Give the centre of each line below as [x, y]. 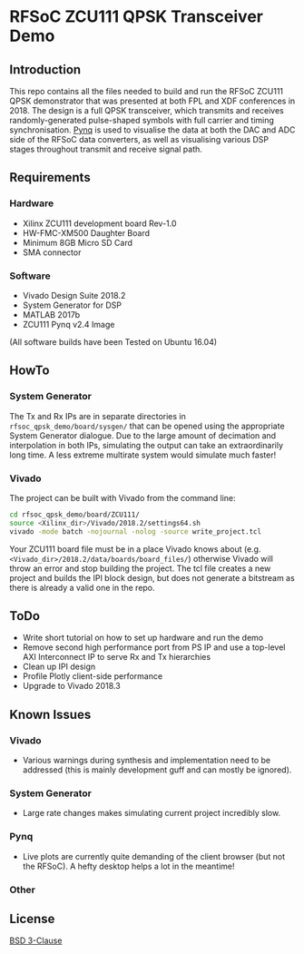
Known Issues [50, 714]
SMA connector [52, 252]
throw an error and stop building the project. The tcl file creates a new [140, 568]
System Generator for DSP [72, 305]
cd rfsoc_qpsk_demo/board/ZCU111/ [75, 515]
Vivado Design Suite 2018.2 [74, 295]
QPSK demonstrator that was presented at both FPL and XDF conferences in [152, 101]
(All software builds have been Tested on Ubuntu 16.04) [113, 341]
